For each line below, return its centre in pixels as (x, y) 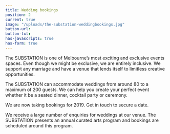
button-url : (18, 29)
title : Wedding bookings (32, 10)
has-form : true (22, 43)
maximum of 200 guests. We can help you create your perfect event (77, 90)
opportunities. (20, 74)
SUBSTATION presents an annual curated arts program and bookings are (82, 120)
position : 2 (18, 15)
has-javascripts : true (29, 39)
